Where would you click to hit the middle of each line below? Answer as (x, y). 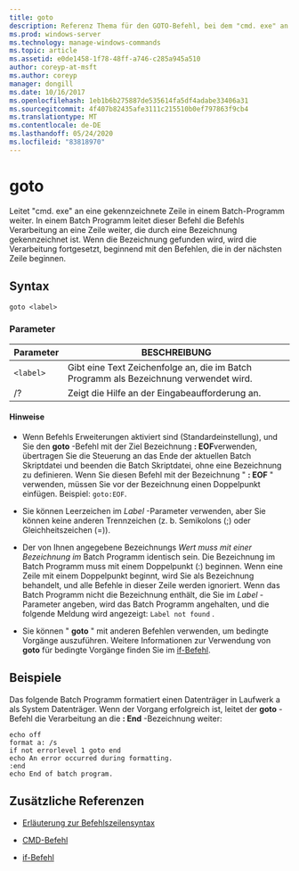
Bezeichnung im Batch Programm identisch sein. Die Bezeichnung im (149, 557)
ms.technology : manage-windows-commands (85, 42)
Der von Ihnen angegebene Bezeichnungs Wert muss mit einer (137, 547)
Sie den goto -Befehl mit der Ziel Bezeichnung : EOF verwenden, (140, 446)
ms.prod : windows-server (55, 34)
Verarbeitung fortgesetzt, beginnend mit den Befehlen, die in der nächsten (145, 249)
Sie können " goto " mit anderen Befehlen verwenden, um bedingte (145, 631)
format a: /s (33, 742)
